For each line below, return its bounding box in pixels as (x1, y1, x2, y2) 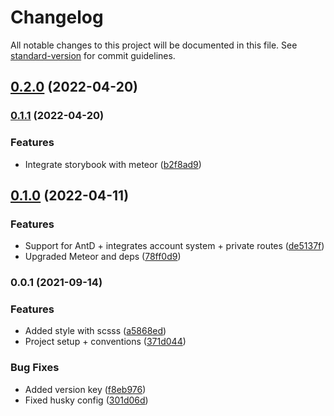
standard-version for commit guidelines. (10, 49, 176, 61)
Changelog (10, 6, 104, 29)
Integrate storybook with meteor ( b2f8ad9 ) (24, 158, 202, 170)
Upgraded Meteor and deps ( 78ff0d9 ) (24, 251, 182, 263)
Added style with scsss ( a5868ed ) (24, 325, 167, 337)
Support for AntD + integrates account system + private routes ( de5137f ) (24, 240, 325, 252)
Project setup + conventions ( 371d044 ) (24, 336, 187, 348)
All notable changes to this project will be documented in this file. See (10, 39, 298, 51)
